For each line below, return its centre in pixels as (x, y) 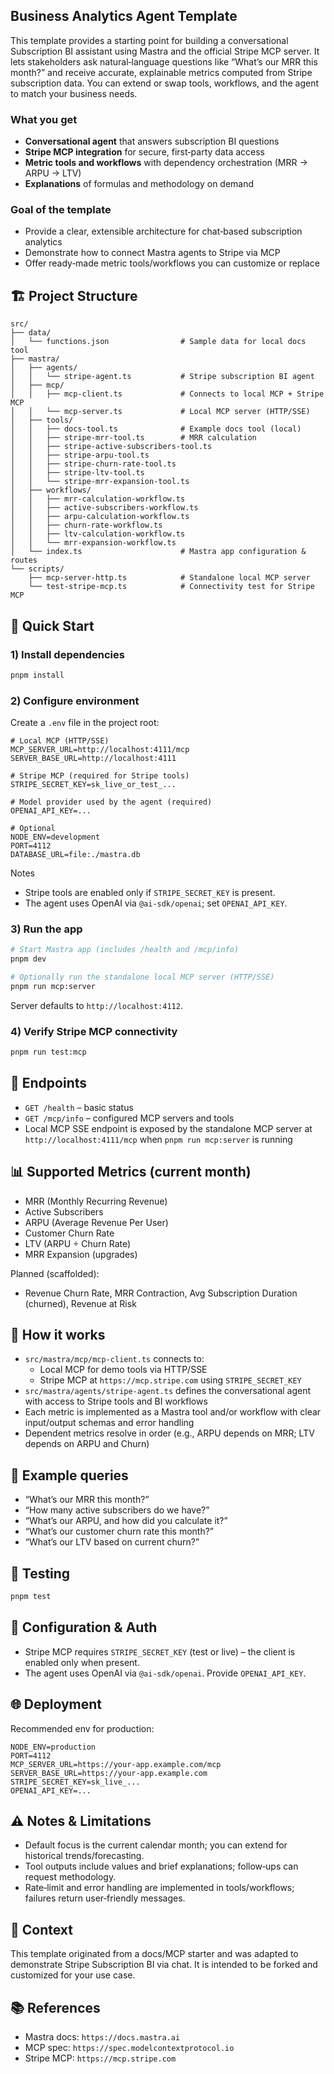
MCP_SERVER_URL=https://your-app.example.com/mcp (116, 1764)
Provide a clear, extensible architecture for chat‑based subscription (163, 231)
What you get (44, 119)
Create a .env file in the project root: (85, 723)
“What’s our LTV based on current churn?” (112, 1542)
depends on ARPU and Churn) (87, 1444)
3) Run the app (46, 929)
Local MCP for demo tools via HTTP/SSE (123, 1370)
